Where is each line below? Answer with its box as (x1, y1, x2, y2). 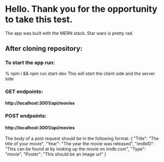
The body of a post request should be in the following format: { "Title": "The (5, 135, 159, 141)
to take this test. (5, 14, 73, 25)
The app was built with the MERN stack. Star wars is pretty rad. (5, 30, 134, 36)
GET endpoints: (5, 88, 43, 95)
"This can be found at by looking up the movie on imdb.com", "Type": (5, 146, 146, 152)
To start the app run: (5, 59, 55, 66)
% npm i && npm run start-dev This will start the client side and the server (5, 70, 155, 76)
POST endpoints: (5, 112, 47, 119)
